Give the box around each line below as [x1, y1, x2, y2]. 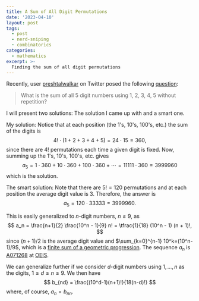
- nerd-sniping [11, 36, 49, 42]
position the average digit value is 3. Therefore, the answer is [6, 190, 156, 197]
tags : [6, 25, 20, 32]
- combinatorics [11, 42, 52, 48]
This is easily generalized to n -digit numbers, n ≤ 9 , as [6, 212, 140, 220]
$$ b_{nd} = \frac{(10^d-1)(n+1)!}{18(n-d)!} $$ [43, 278, 156, 286]
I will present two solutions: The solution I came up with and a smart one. [6, 109, 185, 117]
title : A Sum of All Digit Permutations [6, 8, 108, 15]
